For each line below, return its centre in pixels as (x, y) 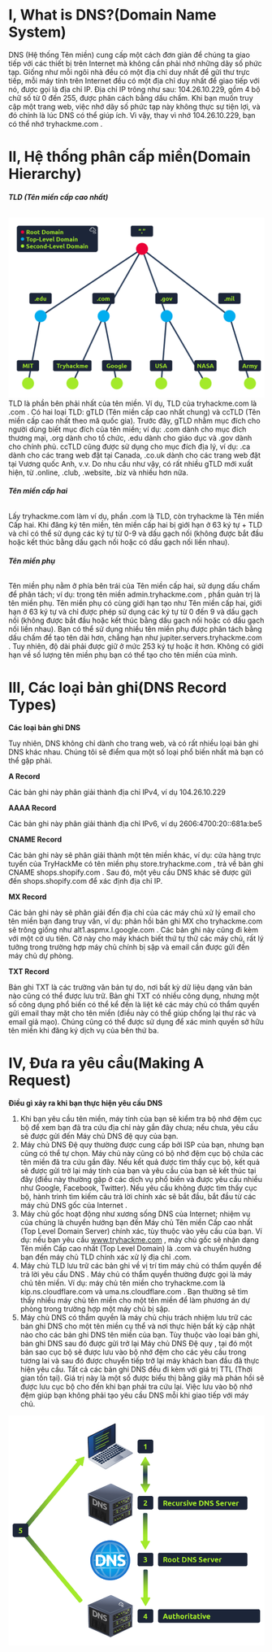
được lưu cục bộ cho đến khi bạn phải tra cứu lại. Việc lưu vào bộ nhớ (136, 1387)
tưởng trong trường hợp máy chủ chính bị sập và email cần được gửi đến (129, 947)
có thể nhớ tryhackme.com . (56, 124)
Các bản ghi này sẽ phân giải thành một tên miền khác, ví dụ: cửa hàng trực (135, 855)
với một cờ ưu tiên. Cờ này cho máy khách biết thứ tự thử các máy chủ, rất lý (136, 939)
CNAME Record (35, 840)
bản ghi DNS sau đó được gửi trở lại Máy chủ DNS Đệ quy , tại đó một (136, 1343)
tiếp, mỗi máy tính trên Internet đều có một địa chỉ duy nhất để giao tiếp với (134, 80)
